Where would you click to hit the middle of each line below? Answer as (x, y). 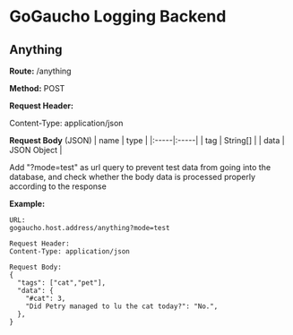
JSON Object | (36, 150)
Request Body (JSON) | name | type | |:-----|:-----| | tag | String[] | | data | (147, 140)
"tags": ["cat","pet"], (61, 283)
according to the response (58, 186)
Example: (27, 204)
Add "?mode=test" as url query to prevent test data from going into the (140, 167)
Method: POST (37, 88)
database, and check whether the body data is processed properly (133, 177)
